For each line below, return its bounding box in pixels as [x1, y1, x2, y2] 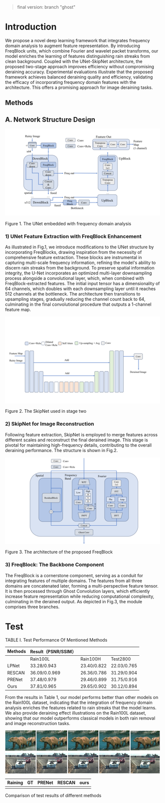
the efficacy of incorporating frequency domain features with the [5, 79, 137, 85]
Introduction [5, 22, 57, 32]
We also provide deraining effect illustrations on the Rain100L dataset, [5, 710, 146, 716]
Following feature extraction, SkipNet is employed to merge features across [5, 431, 158, 437]
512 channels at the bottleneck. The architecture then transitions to [5, 291, 141, 296]
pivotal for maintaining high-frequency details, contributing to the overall [5, 442, 152, 448]
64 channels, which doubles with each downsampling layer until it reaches [5, 286, 156, 292]
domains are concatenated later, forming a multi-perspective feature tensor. [5, 583, 159, 589]
